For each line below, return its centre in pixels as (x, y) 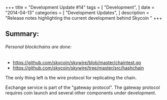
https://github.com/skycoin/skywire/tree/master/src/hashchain (78, 68)
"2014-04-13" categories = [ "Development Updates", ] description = (77, 13)
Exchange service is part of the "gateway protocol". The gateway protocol (82, 87)
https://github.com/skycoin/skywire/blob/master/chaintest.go (77, 62)
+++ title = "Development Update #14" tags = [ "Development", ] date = (80, 7)
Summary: (22, 34)
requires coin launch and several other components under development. (81, 92)
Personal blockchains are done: (39, 46)
